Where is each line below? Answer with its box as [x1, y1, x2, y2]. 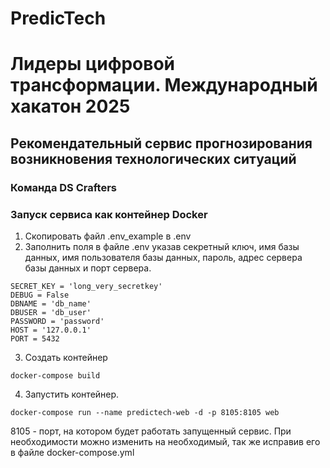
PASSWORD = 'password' [10, 316, 105, 326]
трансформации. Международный [10, 74, 318, 97]
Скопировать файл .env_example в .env [24, 230, 192, 242]
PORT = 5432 [10, 333, 60, 344]
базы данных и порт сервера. [24, 262, 152, 274]
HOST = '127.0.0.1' [10, 325, 92, 335]
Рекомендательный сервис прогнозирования [10, 135, 313, 152]
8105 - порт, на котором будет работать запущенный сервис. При [10, 425, 292, 437]
